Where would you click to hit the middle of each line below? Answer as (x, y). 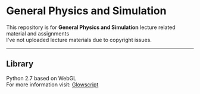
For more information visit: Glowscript (52, 85)
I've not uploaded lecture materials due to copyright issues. (79, 40)
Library (20, 64)
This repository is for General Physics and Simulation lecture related (91, 27)
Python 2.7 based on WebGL (41, 78)
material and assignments (38, 33)
